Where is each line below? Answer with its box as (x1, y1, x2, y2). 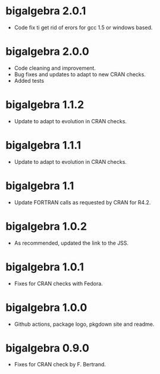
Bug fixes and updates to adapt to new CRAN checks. (14, 70, 146, 78)
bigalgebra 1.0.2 (5, 219, 87, 233)
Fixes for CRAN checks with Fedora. (14, 280, 103, 287)
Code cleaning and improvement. (14, 64, 96, 71)
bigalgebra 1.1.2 (5, 98, 84, 111)
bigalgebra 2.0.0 (5, 45, 90, 58)
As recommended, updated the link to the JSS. (14, 239, 129, 247)
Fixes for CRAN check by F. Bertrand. (14, 361, 106, 368)
